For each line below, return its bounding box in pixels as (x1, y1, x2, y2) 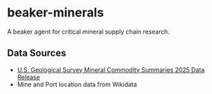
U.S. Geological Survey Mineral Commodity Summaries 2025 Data (17, 65, 205, 73)
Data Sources (7, 47, 67, 59)
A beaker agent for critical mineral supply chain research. (7, 27, 170, 36)
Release (17, 73, 40, 81)
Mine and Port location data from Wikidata (17, 80, 138, 89)
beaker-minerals (7, 5, 105, 21)
